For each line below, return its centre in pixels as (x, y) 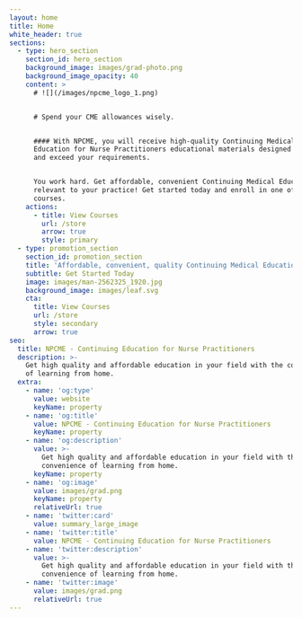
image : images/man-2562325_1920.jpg (94, 282)
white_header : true (46, 34)
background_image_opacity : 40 (82, 76)
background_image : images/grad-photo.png (104, 68)
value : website (62, 399)
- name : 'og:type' (60, 391)
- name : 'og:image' (62, 482)
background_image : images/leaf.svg (92, 290)
